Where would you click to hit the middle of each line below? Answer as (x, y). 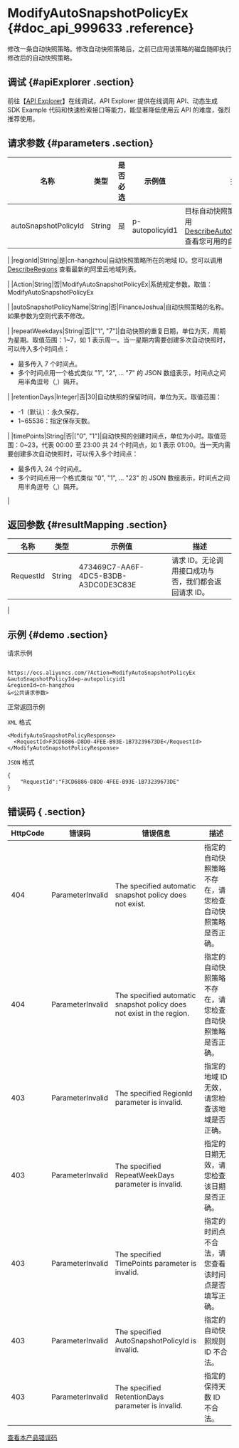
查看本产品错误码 (32, 1437)
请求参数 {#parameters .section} (81, 143)
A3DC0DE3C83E (107, 585)
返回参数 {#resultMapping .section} (87, 525)
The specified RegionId (154, 1093)
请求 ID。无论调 (198, 560)
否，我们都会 (193, 582)
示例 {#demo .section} (58, 635)
